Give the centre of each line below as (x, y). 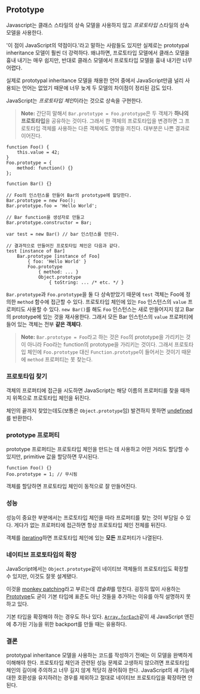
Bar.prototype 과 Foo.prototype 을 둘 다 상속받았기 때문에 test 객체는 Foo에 (95, 294)
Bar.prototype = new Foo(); (41, 200)
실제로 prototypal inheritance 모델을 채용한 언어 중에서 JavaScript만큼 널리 (95, 80)
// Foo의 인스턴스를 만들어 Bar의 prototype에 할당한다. (69, 195)
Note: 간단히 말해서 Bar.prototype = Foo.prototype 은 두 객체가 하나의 (105, 113)
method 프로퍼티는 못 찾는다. (60, 359)
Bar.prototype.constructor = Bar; (49, 223)
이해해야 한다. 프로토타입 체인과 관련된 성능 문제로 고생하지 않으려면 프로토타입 (98, 663)
